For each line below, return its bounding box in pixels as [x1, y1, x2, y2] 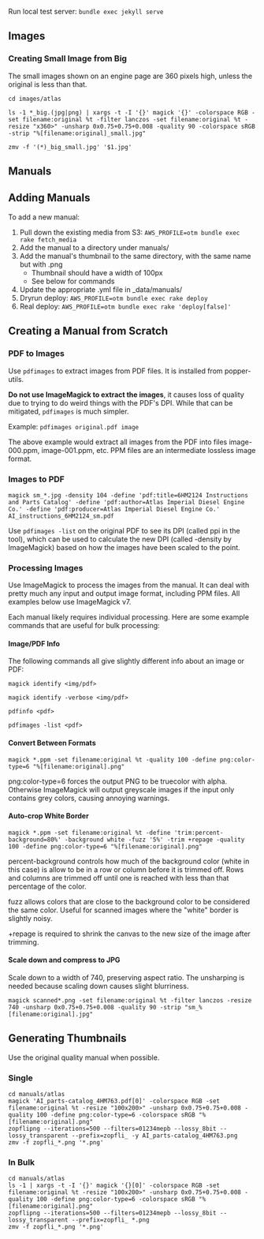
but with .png [19, 260, 63, 269]
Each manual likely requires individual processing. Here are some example [8, 612, 250, 622]
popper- [224, 366, 251, 376]
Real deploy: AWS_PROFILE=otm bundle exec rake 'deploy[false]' [19, 301, 232, 311]
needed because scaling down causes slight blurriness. [8, 981, 189, 990]
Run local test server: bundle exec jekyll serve [8, 7, 164, 16]
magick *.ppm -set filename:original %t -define [8, 829, 171, 837]
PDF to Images [8, 348, 65, 359]
